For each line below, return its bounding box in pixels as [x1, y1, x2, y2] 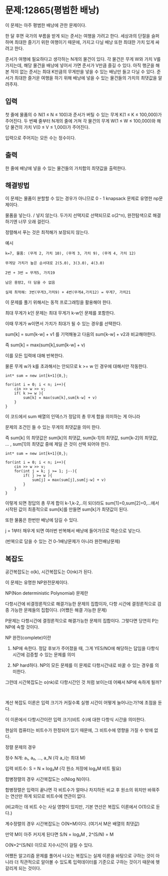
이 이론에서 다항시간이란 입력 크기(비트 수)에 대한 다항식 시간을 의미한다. [5, 716, 146, 723]
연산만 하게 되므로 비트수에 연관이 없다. [10, 793, 86, 799]
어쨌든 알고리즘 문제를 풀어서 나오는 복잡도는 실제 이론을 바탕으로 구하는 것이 [5, 853, 155, 859]
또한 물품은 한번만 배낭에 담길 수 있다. [5, 517, 78, 523]
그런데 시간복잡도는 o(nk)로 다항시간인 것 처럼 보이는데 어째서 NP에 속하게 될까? [5, 679, 161, 685]
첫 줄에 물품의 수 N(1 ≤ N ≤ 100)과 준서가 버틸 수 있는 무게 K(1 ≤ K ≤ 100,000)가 [5, 111, 162, 117]
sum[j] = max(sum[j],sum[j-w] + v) [31, 477, 106, 482]
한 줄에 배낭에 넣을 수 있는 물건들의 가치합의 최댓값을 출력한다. [5, 165, 126, 171]
